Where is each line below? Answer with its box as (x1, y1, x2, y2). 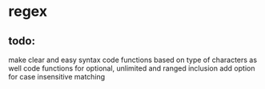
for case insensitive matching (8, 72, 106, 81)
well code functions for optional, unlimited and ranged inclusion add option (8, 64, 255, 73)
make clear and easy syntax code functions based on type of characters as (8, 55, 258, 64)
